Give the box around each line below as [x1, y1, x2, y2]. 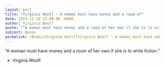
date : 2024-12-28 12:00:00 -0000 [5, 16, 74, 21]
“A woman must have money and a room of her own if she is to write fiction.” [5, 47, 160, 54]
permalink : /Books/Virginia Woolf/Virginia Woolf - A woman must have [5, 35, 153, 40]
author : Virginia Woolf [5, 21, 54, 26]
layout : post [5, 7, 32, 12]
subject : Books [5, 30, 36, 35]
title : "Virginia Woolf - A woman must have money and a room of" [5, 12, 144, 17]
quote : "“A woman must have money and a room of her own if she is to [5, 25, 153, 30]
